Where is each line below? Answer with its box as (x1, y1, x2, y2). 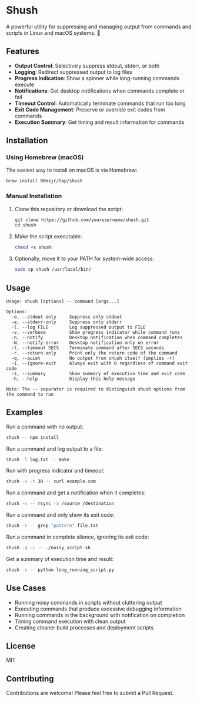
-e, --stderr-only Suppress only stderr (11, 319, 122, 325)
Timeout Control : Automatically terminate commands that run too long (14, 100, 186, 107)
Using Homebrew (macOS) (6, 153, 84, 162)
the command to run (6, 391, 54, 397)
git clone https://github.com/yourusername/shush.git (14, 216, 149, 223)
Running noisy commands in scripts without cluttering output (14, 599, 163, 606)
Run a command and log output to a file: (6, 445, 103, 452)
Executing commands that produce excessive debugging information (14, 605, 182, 612)
